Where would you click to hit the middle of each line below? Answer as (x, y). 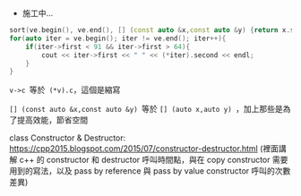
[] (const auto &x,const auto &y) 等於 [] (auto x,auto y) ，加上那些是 (146, 109)
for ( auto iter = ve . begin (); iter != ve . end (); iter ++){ (118, 38)
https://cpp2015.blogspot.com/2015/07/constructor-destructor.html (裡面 (144, 149)
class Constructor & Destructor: (68, 138)
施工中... (38, 13)
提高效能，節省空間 (52, 120)
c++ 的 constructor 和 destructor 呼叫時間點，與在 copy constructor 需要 (154, 160)
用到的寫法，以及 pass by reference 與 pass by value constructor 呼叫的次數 (150, 171)
